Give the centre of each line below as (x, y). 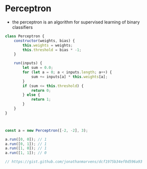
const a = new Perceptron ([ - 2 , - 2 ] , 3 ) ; (47, 130)
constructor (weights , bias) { (45, 41)
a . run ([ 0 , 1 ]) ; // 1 (26, 144)
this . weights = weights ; (48, 45)
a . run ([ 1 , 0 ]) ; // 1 (26, 148)
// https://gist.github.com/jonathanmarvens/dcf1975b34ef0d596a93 (74, 162)
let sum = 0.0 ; (38, 68)
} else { (31, 95)
